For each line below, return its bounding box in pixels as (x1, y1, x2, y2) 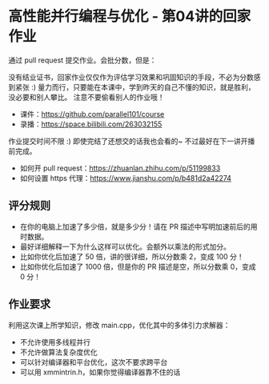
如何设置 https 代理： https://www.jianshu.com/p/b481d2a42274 (19, 173, 232, 182)
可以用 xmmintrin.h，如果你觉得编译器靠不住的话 (19, 367, 181, 377)
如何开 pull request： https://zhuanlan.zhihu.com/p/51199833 (19, 163, 221, 173)
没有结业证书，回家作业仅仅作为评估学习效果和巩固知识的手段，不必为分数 (8, 72, 254, 82)
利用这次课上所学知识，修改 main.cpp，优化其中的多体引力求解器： (8, 320, 231, 330)
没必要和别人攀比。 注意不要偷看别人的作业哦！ (8, 92, 165, 102)
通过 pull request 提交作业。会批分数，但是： (8, 55, 157, 65)
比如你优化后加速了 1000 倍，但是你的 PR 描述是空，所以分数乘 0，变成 (19, 262, 256, 271)
